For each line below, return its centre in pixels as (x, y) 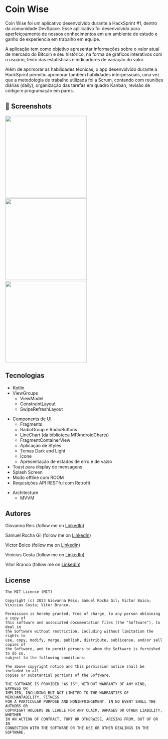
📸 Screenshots (29, 106)
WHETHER (13, 715)
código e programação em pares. (40, 90)
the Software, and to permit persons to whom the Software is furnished (83, 649)
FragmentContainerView (45, 440)
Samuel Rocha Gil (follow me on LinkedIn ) (48, 535)
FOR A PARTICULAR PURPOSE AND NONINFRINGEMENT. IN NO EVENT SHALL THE (80, 702)
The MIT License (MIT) (29, 592)
